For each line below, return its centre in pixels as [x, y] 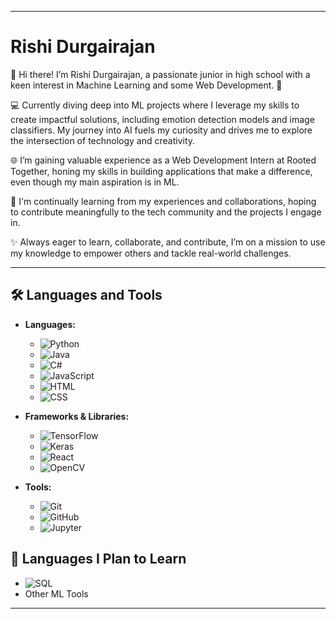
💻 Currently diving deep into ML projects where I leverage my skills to [155, 105]
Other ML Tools [56, 593]
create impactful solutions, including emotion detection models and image [162, 119]
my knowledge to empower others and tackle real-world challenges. [151, 253]
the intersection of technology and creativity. [103, 140]
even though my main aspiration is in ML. [95, 182]
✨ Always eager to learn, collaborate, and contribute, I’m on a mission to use [168, 242]
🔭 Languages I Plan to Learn [98, 559]
